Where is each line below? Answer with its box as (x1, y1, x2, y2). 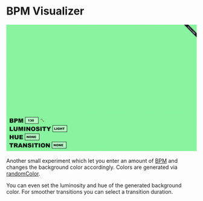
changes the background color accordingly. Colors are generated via (6, 163, 178, 171)
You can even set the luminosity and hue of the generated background (6, 182, 182, 189)
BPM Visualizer (6, 4, 85, 18)
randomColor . (6, 170, 40, 177)
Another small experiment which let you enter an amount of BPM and (6, 157, 178, 165)
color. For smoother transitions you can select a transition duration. (6, 188, 173, 196)
